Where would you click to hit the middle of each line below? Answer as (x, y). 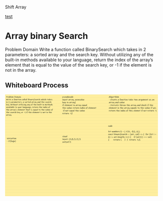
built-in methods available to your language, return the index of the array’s (79, 60)
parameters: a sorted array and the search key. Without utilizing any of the (79, 54)
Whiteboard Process (37, 85)
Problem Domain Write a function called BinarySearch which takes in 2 (76, 49)
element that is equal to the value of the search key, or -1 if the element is (78, 65)
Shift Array (16, 7)
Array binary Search (47, 36)
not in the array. (21, 70)
